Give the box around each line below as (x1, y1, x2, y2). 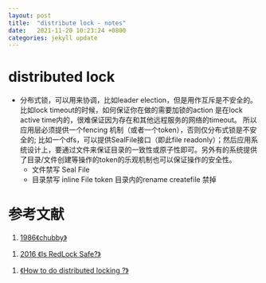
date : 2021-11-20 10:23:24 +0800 (8, 26, 127, 34)
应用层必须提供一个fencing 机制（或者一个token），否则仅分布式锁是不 (19, 125, 250, 135)
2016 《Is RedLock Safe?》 (19, 250, 101, 259)
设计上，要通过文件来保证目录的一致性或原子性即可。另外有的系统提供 (26, 145, 257, 155)
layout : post (8, 11, 52, 20)
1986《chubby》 (19, 233, 68, 242)
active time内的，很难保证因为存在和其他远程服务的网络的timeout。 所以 (19, 115, 257, 125)
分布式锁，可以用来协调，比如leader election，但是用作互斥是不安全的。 (19, 95, 257, 105)
